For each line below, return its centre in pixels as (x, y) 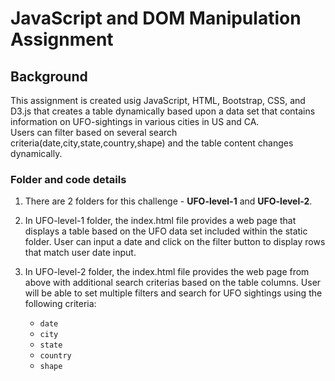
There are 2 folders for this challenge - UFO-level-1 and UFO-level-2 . (168, 201)
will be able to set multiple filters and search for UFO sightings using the (173, 293)
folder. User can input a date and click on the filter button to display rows (175, 242)
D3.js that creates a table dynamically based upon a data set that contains (163, 111)
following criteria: (60, 304)
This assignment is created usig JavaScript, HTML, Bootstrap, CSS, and (158, 100)
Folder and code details (68, 179)
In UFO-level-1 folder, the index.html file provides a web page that (160, 221)
